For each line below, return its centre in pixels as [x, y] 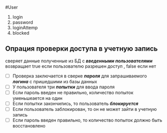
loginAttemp [25, 28]
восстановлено [29, 126]
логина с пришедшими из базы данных [55, 81]
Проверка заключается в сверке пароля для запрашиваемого [79, 76]
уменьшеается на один [37, 98]
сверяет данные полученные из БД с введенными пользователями [79, 61]
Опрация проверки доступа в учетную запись [81, 49]
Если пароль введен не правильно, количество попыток [73, 92]
